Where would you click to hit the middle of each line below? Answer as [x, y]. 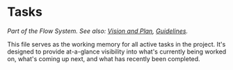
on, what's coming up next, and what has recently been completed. [104, 58]
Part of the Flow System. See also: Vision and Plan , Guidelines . [98, 31]
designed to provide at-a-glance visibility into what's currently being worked [117, 51]
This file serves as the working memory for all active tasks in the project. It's [116, 44]
